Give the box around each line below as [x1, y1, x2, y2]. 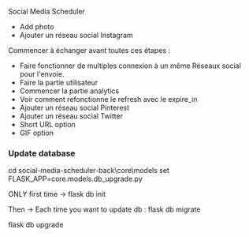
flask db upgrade [8, 220, 64, 230]
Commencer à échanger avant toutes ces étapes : [8, 46, 171, 55]
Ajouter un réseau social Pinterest [19, 103, 130, 112]
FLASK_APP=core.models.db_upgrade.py [8, 174, 143, 184]
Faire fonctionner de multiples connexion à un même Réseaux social [19, 61, 242, 70]
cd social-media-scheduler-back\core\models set [8, 166, 169, 175]
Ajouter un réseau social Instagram [19, 31, 134, 39]
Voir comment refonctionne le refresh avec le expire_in [19, 95, 198, 103]
